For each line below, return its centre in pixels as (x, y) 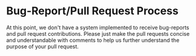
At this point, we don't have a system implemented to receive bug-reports (98, 27)
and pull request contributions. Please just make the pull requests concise (98, 33)
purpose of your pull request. (43, 46)
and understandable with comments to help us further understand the (93, 40)
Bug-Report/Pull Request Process (93, 11)
